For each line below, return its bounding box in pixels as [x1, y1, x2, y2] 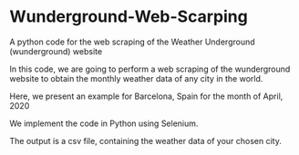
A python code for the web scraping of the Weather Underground [9, 36, 255, 47]
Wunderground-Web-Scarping [9, 6, 248, 27]
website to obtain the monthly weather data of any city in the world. [9, 73, 263, 83]
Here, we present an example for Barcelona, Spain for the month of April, [9, 91, 284, 102]
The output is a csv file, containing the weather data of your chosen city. [9, 135, 283, 146]
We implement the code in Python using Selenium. [9, 118, 199, 129]
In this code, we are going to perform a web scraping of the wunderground [9, 63, 291, 74]
